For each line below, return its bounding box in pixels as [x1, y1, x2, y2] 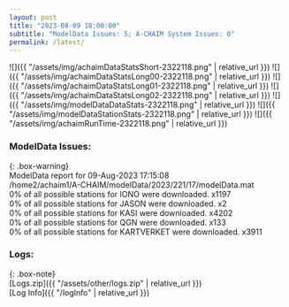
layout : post [9, 12, 57, 22]
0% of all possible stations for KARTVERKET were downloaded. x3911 [9, 226, 262, 237]
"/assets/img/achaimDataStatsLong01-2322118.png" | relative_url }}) [20, 81, 270, 91]
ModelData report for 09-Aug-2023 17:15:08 [9, 170, 170, 180]
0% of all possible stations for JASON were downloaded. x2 [9, 198, 227, 209]
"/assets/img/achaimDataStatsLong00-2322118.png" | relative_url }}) [20, 72, 271, 82]
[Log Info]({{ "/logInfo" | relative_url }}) [9, 287, 150, 297]
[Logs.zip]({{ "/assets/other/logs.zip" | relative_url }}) [9, 278, 202, 288]
